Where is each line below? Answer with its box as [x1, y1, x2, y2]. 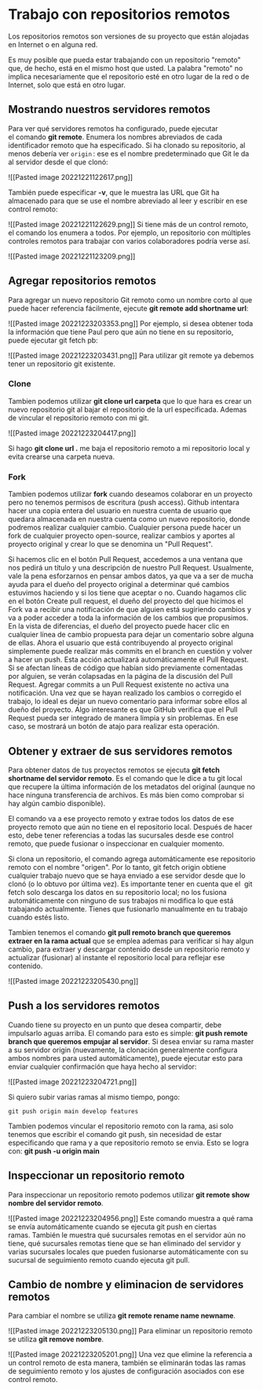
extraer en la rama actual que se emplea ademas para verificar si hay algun [8, 936, 254, 945]
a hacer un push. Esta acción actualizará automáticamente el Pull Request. [8, 655, 250, 665]
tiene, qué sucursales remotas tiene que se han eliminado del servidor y [8, 1238, 241, 1248]
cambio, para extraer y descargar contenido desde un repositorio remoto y [8, 944, 250, 954]
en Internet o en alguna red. [8, 39, 98, 49]
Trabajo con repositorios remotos [8, 6, 230, 24]
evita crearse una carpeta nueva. [8, 452, 115, 461]
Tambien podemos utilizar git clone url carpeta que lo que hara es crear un [8, 396, 252, 405]
